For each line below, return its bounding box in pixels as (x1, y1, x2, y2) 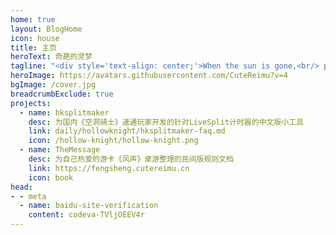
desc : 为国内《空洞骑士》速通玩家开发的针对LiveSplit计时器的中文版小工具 (28, 117, 304, 127)
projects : (10, 98, 52, 108)
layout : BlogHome (10, 24, 83, 34)
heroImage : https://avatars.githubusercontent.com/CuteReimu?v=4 (10, 71, 288, 81)
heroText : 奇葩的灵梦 (10, 52, 93, 62)
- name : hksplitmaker (19, 107, 110, 118)
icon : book (28, 172, 74, 183)
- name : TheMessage (19, 145, 101, 155)
